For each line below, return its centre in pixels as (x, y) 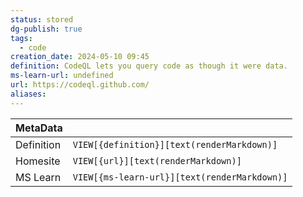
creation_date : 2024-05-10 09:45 (80, 57)
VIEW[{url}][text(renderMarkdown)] (157, 160)
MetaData (39, 128)
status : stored (42, 19)
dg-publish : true (46, 29)
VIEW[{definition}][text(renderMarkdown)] (175, 144)
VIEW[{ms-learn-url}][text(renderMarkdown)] (180, 177)
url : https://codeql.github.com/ (80, 85)
